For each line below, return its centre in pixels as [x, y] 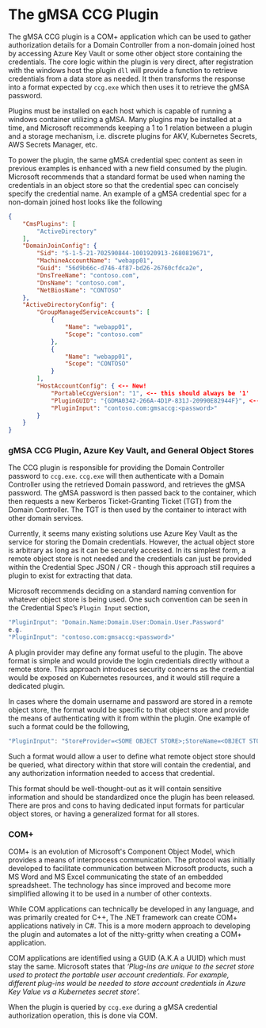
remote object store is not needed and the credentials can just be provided [130, 559]
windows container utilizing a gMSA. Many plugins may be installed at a [125, 119]
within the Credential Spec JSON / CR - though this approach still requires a [132, 568]
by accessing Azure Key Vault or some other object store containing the [125, 53]
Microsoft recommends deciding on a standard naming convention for [122, 591]
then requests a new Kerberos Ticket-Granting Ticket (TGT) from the [120, 502]
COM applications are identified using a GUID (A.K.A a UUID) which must [127, 958]
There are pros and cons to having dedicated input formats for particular [126, 805]
